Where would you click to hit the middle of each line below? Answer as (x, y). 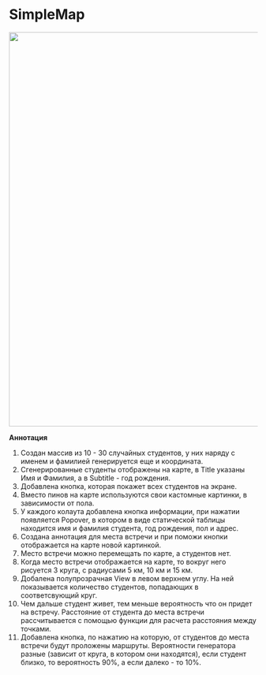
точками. (36, 628)
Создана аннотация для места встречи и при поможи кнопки (124, 536)
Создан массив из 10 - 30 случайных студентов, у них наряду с (127, 453)
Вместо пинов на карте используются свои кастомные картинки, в (134, 494)
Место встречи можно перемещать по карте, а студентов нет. (126, 553)
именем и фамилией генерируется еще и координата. (112, 461)
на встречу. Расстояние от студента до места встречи (112, 612)
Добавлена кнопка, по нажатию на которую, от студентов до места (135, 637)
